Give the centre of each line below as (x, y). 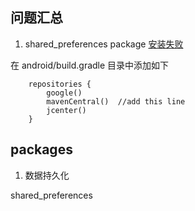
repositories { (60, 84)
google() (64, 93)
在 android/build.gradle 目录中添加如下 (90, 65)
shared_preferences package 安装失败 (104, 44)
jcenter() (66, 110)
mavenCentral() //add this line (116, 101)
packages (41, 149)
